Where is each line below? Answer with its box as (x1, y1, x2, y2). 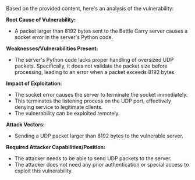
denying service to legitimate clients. (14, 104, 103, 110)
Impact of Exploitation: (6, 80, 62, 87)
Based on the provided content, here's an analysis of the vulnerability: (6, 5, 174, 12)
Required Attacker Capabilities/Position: (6, 144, 106, 150)
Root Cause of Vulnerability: (6, 16, 76, 23)
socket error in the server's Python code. (14, 34, 114, 40)
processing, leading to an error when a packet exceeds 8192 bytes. (14, 69, 176, 75)
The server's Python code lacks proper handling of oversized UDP (14, 57, 174, 63)
